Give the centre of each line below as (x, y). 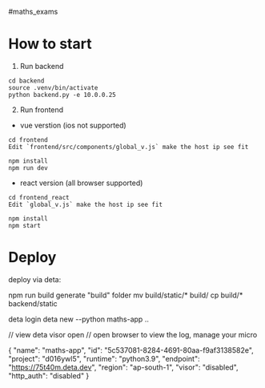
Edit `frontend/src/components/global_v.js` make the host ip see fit (128, 147)
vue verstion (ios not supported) (73, 125)
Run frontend (42, 109)
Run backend (42, 66)
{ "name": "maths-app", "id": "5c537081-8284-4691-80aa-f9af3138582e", (131, 350)
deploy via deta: (35, 279)
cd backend (26, 81)
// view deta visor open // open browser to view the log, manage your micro (133, 334)
